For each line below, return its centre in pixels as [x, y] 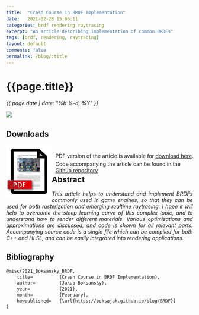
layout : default [26, 44]
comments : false [26, 51]
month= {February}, [53, 295]
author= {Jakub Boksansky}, [62, 283]
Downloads [28, 134]
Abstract [68, 179]
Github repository [77, 170]
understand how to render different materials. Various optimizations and [99, 219]
